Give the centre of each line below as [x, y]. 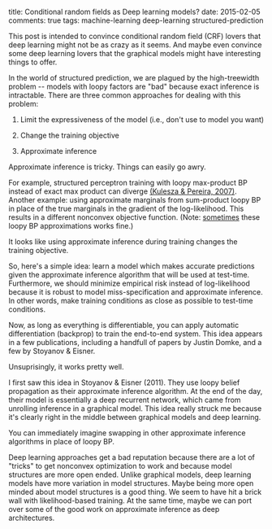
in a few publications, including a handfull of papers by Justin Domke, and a [135, 342]
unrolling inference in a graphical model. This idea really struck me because [135, 409]
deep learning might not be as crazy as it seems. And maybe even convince [135, 45]
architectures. [32, 518]
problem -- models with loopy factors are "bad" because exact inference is [134, 86]
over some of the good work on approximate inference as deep [114, 509]
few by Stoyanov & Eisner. [52, 351]
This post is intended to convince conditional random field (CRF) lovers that [135, 36]
